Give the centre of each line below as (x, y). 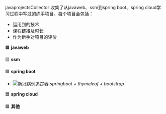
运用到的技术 (26, 24)
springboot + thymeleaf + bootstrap (87, 84)
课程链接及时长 (28, 31)
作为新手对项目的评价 (34, 37)
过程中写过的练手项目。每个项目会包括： (51, 14)
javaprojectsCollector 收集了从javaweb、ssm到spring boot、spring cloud (81, 7)
